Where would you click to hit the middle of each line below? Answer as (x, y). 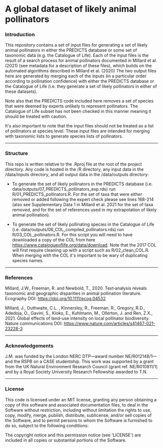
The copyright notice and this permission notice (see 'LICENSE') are (73, 435)
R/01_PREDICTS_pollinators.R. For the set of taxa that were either (77, 194)
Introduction (20, 35)
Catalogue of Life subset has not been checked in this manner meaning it (78, 111)
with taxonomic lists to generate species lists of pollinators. (64, 136)
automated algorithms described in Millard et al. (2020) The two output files (81, 71)
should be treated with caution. (36, 116)
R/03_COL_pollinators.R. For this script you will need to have (72, 234)
